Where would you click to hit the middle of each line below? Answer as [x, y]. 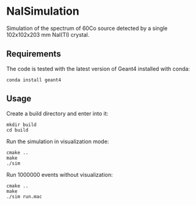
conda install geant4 [34, 80]
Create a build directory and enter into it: [57, 113]
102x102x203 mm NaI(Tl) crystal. [48, 34]
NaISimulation [43, 11]
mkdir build [21, 125]
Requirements [34, 54]
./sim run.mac [24, 196]
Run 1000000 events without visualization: [60, 174]
